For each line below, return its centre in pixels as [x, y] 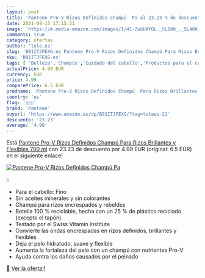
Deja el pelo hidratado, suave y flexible [64, 244]
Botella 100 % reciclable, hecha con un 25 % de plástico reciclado [98, 212]
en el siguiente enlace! [34, 155]
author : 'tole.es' [30, 46]
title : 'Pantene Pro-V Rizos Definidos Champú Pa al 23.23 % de [91, 18]
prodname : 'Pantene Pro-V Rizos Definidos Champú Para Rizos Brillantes [102, 91]
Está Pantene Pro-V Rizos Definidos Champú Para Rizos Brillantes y [91, 143]
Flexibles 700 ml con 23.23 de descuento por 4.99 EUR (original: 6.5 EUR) [99, 149]
